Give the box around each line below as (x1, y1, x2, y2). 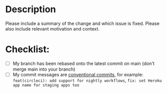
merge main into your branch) (12, 66, 76, 72)
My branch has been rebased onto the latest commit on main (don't (12, 60, 155, 67)
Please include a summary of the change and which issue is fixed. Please (5, 20, 160, 26)
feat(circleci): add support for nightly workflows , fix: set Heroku (12, 77, 162, 83)
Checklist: (5, 44, 50, 55)
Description (5, 4, 56, 15)
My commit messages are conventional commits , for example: (12, 71, 144, 77)
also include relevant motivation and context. (5, 25, 100, 32)
